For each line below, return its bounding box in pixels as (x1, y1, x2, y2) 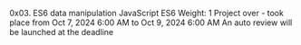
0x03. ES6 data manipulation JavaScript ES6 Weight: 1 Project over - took (9, 8, 284, 18)
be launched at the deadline (9, 27, 114, 37)
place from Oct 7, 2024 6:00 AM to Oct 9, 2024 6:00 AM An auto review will (9, 17, 293, 28)
